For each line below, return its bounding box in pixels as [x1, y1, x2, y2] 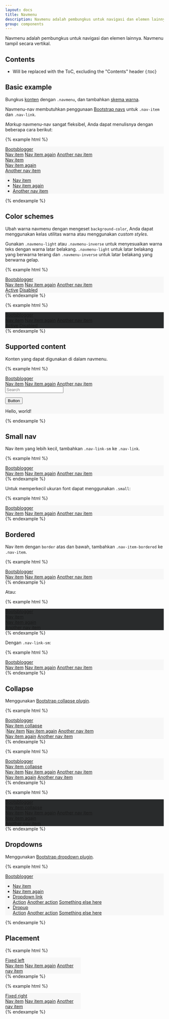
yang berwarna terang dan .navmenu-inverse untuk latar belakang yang [5, 251, 152, 257]
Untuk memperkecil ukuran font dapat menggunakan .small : [5, 486, 131, 492]
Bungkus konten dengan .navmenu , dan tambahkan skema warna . [5, 96, 140, 102]
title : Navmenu [5, 12, 37, 17]
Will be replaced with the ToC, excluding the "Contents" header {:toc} [12, 68, 157, 74]
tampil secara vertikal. [5, 41, 51, 47]
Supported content [5, 343, 66, 351]
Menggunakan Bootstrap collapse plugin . [5, 697, 91, 703]
